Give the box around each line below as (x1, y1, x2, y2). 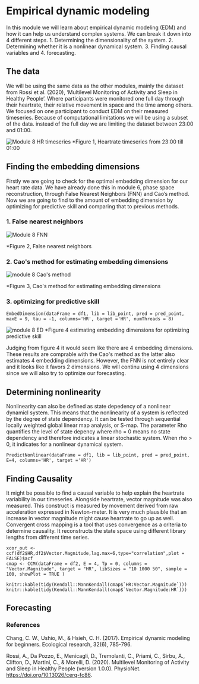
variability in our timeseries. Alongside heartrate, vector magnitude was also (6, 496, 192, 503)
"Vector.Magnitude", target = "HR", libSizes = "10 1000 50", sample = (6, 566, 187, 572)
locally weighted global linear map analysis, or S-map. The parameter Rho (6, 421, 187, 429)
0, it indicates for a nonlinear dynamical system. (6, 441, 124, 448)
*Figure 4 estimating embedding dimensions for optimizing (45, 326, 190, 334)
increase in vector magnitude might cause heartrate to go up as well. (6, 515, 175, 522)
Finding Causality (6, 473, 73, 483)
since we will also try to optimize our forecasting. (6, 370, 127, 377)
